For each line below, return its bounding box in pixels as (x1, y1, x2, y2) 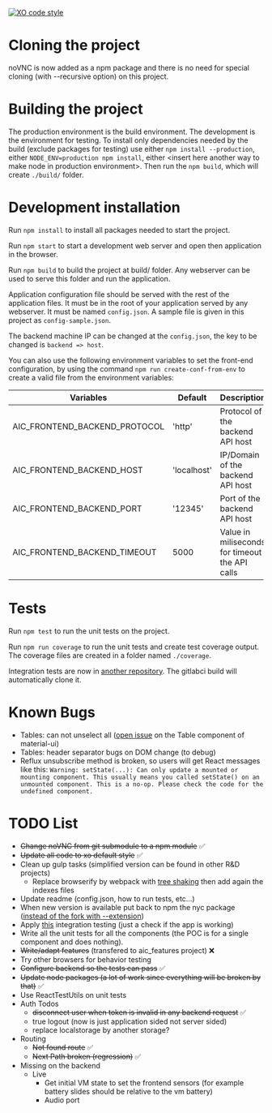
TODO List (8, 814, 79, 832)
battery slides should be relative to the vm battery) (44, 1086, 213, 1096)
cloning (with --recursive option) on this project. (8, 71, 169, 81)
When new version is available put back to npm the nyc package (19, 902, 236, 912)
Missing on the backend (19, 1060, 101, 1070)
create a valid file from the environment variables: (8, 372, 174, 382)
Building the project (8, 100, 143, 118)
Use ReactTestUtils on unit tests (19, 990, 127, 999)
